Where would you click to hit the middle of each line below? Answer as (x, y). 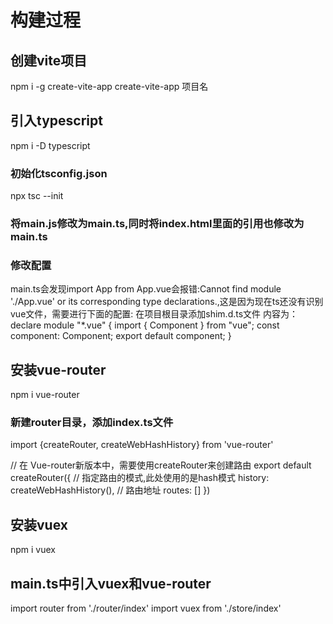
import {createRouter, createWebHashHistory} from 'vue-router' (142, 445)
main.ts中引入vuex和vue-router (111, 583)
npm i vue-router (45, 395)
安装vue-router (58, 369)
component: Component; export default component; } (121, 336)
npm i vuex (33, 550)
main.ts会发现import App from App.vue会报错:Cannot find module (146, 289)
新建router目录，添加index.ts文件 (92, 423)
